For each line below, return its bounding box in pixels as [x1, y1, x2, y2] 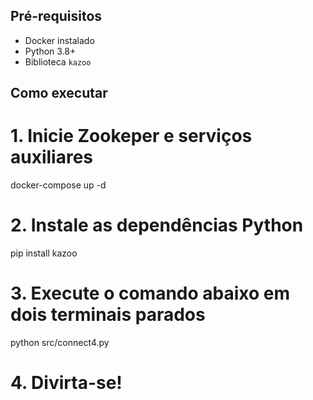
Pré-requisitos [10, 8, 103, 25]
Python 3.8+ [24, 45, 77, 57]
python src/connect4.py [10, 337, 110, 349]
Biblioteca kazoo [24, 55, 92, 68]
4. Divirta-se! [10, 372, 123, 394]
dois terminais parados [10, 304, 206, 326]
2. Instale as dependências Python [10, 214, 304, 237]
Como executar [10, 85, 108, 102]
